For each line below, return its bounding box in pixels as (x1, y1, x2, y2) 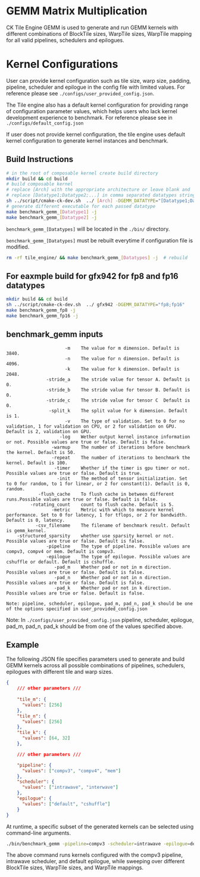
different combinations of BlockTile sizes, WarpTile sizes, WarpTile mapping (6, 30, 192, 37)
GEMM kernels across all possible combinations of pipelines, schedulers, (6, 662, 186, 669)
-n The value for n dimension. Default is (64, 356, 180, 362)
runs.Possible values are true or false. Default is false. (6, 496, 159, 502)
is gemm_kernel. (6, 527, 46, 534)
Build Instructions (6, 154, 74, 164)
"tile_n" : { (17, 713, 46, 719)
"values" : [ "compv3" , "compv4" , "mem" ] (21, 767, 121, 774)
